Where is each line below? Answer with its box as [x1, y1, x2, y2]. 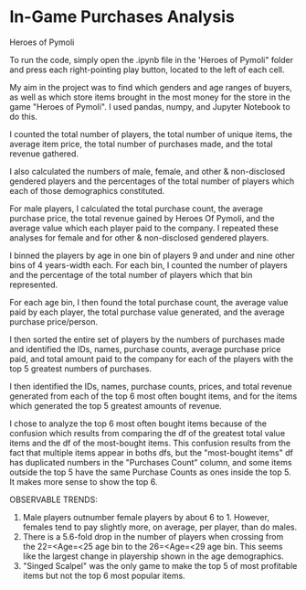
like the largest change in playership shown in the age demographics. [22, 551, 285, 562]
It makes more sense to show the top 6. [9, 476, 158, 487]
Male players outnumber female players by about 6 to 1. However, [22, 511, 269, 522]
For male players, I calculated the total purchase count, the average [9, 203, 263, 214]
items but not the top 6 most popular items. [22, 570, 185, 581]
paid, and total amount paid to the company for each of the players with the [9, 353, 294, 364]
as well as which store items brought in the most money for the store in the [9, 91, 290, 102]
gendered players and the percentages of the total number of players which [9, 176, 295, 187]
